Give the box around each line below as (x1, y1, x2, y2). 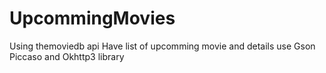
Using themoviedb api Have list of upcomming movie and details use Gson (9, 40, 316, 52)
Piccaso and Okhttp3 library (9, 50, 125, 62)
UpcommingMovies (9, 7, 176, 30)
